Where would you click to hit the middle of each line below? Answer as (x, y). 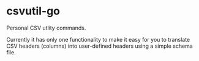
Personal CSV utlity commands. (46, 28)
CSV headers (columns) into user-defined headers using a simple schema (99, 46)
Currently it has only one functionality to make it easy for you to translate (98, 39)
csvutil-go (33, 11)
